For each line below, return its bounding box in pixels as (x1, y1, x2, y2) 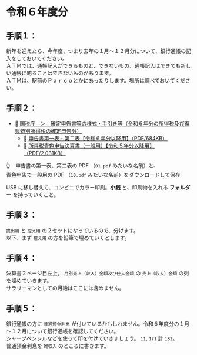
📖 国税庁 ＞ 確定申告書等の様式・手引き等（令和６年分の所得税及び (14, 120, 185, 127)
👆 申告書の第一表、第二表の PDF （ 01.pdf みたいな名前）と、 (6, 162, 159, 169)
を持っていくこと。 (12, 191, 59, 198)
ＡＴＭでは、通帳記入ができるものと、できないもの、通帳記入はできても (6, 63, 181, 69)
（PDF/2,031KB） (23, 149, 66, 156)
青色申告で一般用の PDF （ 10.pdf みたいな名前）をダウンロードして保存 (6, 171, 181, 178)
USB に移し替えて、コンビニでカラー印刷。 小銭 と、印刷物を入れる (6, 183, 169, 190)
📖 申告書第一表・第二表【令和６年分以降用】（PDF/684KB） (23, 134, 168, 142)
